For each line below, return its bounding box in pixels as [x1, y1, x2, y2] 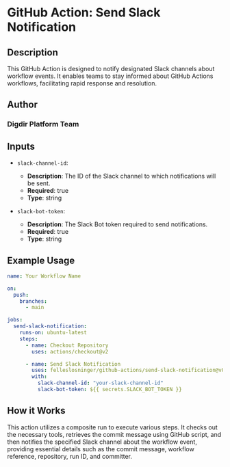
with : [31, 373, 48, 380]
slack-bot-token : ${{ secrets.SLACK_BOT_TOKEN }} [37, 386, 183, 393]
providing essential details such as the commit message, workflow [7, 444, 195, 453]
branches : [19, 297, 48, 305]
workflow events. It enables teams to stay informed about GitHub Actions [7, 72, 214, 80]
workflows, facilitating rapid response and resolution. [7, 79, 157, 87]
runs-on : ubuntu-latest [19, 330, 88, 336]
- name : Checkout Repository [25, 342, 109, 349]
